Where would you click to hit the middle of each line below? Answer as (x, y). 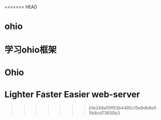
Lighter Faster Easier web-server (72, 94)
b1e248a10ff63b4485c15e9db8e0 (123, 107)
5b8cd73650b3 (105, 113)
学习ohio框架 (31, 50)
